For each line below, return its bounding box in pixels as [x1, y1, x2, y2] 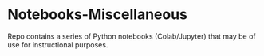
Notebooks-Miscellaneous [7, 6, 188, 24]
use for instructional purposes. [7, 39, 108, 49]
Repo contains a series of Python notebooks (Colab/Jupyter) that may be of [7, 32, 256, 41]
